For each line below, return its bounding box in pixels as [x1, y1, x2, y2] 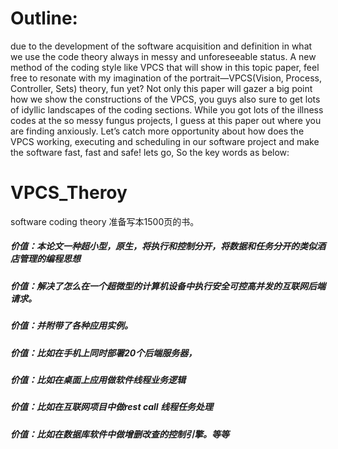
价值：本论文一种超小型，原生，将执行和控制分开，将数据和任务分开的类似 [10, 240, 317, 252]
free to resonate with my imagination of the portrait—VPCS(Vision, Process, [10, 72, 322, 84]
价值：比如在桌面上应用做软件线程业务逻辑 [10, 373, 186, 386]
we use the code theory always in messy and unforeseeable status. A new [10, 50, 317, 62]
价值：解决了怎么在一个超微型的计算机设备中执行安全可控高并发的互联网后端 [10, 280, 326, 292]
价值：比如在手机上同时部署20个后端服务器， [10, 347, 198, 359]
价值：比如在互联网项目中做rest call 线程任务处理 [10, 401, 213, 413]
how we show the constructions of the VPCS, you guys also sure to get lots [10, 93, 321, 105]
